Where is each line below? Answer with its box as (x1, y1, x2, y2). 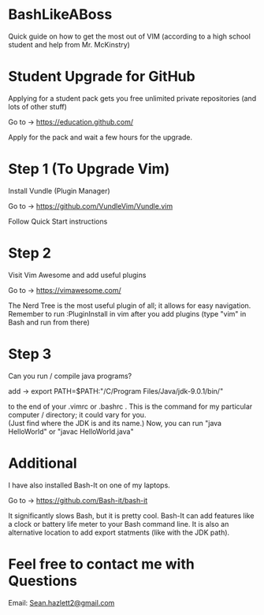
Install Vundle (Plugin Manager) (8, 186, 110, 195)
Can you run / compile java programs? (8, 371, 132, 380)
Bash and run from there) (8, 317, 91, 327)
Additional (8, 454, 77, 472)
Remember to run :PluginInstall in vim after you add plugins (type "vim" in (8, 309, 247, 318)
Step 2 (8, 244, 51, 261)
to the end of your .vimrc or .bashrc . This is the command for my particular (8, 402, 253, 411)
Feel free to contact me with (8, 555, 195, 572)
